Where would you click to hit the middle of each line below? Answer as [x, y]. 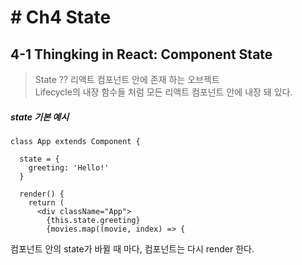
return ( [46, 202]
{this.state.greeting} [93, 220]
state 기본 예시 [40, 117]
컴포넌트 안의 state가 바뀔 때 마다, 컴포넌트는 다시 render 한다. [132, 248]
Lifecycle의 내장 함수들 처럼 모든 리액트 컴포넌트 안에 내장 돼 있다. [163, 92]
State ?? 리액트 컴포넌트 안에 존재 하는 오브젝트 [127, 79]
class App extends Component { [75, 141]
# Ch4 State [61, 17]
